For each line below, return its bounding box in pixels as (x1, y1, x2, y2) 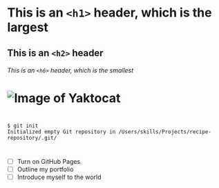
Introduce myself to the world (17, 173, 102, 181)
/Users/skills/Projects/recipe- (118, 128, 212, 135)
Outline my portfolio (17, 164, 74, 173)
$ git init (7, 122, 39, 129)
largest (7, 19, 48, 35)
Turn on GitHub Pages (17, 157, 81, 165)
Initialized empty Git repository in (7, 128, 116, 135)
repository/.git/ (7, 134, 57, 141)
